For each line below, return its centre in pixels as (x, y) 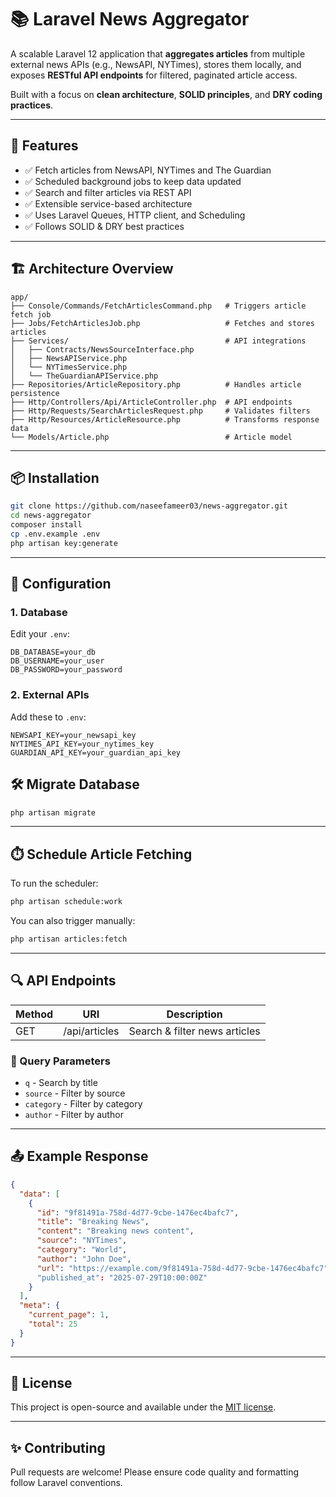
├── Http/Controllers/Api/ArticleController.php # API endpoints (151, 402)
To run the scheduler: (54, 883)
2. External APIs (50, 695)
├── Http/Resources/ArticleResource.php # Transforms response (165, 419)
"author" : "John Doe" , (84, 1259)
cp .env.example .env (55, 534)
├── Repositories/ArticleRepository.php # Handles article (156, 384)
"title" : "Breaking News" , (93, 1222)
